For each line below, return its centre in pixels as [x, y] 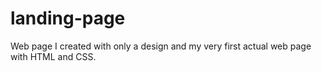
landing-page [68, 18]
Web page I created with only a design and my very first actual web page [161, 46]
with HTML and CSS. [53, 56]
